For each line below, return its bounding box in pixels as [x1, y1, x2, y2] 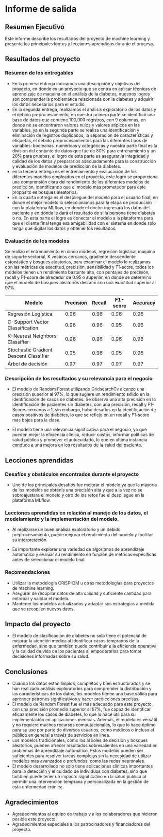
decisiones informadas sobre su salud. [12, 654, 90, 659]
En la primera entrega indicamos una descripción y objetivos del [12, 80, 141, 86]
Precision [65, 299, 87, 306]
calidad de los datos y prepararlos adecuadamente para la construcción [12, 158, 156, 164]
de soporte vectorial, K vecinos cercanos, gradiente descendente [5, 254, 136, 259]
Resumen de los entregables [5, 70, 74, 76]
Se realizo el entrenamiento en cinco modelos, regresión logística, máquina [5, 248, 155, 254]
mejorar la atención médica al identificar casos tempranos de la [12, 638, 139, 644]
